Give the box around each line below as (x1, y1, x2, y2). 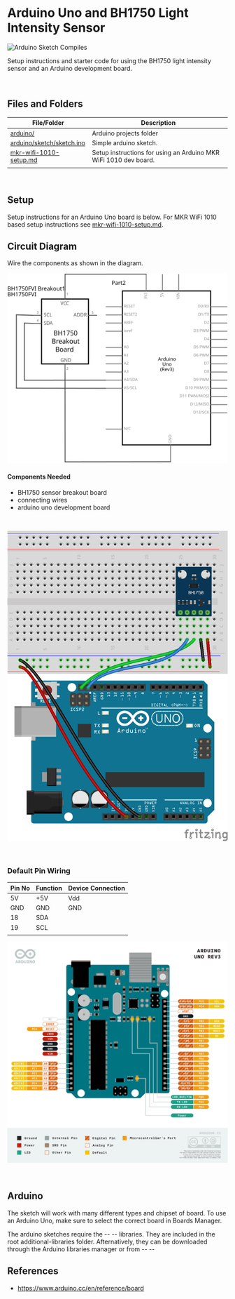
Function (36, 884, 63, 892)
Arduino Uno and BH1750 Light (7, 5, 189, 21)
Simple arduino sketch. (92, 138, 158, 147)
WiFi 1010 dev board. (92, 156, 155, 164)
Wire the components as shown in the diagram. (7, 259, 143, 267)
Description (141, 119, 176, 127)
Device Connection (68, 884, 126, 892)
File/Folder (32, 119, 64, 127)
